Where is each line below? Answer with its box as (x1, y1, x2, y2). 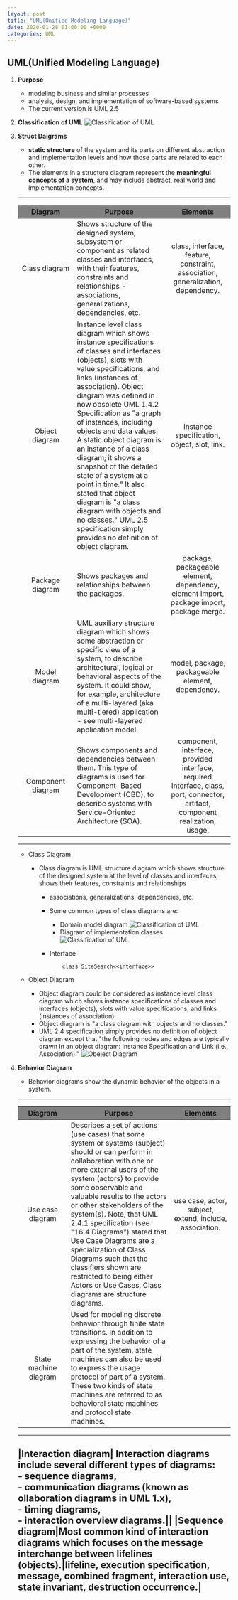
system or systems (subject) (70, 1138, 166, 1148)
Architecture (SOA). (76, 816, 142, 826)
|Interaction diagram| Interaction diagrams (17, 1448, 210, 1460)
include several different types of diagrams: (17, 1459, 216, 1471)
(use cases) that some (70, 1129, 145, 1139)
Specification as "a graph (76, 408, 161, 418)
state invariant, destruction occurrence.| (17, 1582, 202, 1594)
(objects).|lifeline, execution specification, (17, 1559, 210, 1572)
